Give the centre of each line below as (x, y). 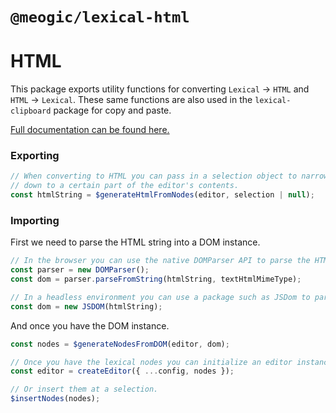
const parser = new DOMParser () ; (80, 270)
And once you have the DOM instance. (90, 325)
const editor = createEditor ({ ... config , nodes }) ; (122, 371)
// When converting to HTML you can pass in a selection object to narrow (169, 176)
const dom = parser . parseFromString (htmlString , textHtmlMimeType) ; (156, 279)
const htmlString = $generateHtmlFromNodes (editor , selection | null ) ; (162, 195)
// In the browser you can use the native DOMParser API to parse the (160, 261)
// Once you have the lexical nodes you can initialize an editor (151, 362)
